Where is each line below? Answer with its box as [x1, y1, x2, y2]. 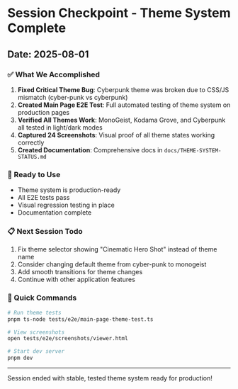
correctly [17, 138, 45, 147]
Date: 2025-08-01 [7, 48, 89, 60]
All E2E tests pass [17, 193, 70, 202]
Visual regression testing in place [17, 201, 115, 210]
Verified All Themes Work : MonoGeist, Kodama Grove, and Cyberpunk [17, 115, 226, 124]
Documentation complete [17, 208, 92, 217]
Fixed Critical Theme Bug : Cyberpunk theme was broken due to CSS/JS [17, 85, 229, 94]
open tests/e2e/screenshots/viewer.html [7, 335, 129, 342]
